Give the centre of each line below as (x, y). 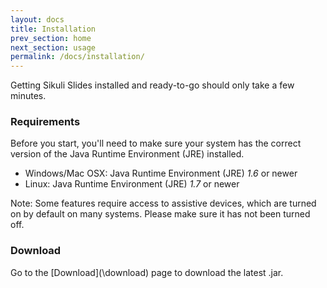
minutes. (28, 96)
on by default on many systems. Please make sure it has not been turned (160, 214)
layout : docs (37, 19)
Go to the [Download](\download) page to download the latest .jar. (147, 272)
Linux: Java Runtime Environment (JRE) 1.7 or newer (132, 184)
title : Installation (53, 29)
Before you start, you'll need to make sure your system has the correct (156, 143)
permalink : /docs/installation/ (77, 57)
